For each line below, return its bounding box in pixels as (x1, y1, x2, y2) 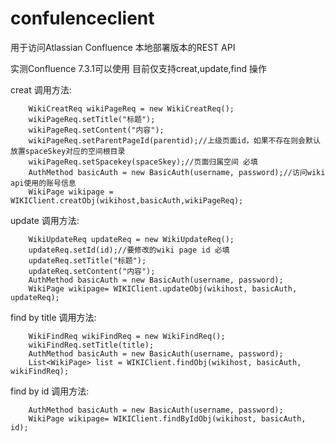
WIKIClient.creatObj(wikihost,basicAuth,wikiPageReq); (10, 195, 244, 206)
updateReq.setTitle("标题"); (28, 255, 147, 266)
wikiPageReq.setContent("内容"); (28, 125, 165, 135)
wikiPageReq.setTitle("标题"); (28, 114, 156, 124)
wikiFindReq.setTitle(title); (28, 340, 155, 350)
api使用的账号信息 (10, 178, 77, 188)
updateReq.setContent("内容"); (28, 266, 156, 276)
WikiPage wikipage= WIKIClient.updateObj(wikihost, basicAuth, (28, 283, 298, 294)
